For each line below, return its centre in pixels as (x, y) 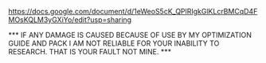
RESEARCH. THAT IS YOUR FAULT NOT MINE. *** (90, 52)
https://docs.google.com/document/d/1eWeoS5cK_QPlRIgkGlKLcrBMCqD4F (133, 11)
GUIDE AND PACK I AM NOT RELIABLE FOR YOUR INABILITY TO (114, 43)
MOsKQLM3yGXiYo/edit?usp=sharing (70, 20)
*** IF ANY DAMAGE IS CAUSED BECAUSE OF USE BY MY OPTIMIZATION (130, 35)
